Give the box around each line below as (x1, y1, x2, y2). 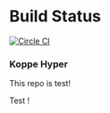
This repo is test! (9, 78, 72, 89)
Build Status (9, 6, 101, 27)
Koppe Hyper (9, 58, 69, 70)
